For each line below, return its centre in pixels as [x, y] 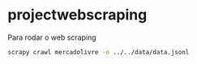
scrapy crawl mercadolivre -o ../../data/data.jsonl [98, 52]
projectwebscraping [77, 15]
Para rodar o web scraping [52, 37]
